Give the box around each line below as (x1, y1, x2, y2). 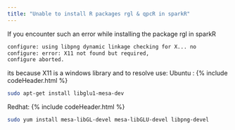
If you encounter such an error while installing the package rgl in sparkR (7, 30, 217, 38)
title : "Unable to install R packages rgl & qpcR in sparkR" (7, 10, 191, 18)
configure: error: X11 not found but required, (7, 50, 150, 57)
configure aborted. (7, 56, 65, 63)
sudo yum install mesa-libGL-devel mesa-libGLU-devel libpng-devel (7, 117, 210, 124)
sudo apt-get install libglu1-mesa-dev (7, 90, 125, 97)
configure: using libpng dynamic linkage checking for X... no (7, 43, 197, 50)
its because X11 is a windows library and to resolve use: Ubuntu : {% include (7, 69, 228, 77)
